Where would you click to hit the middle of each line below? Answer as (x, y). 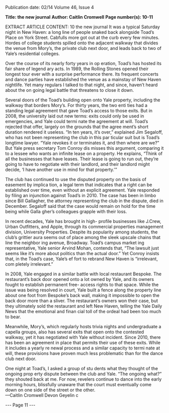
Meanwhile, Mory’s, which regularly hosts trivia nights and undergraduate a (83, 327)
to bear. (13, 317)
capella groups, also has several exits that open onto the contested (75, 332)
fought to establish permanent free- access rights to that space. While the (82, 285)
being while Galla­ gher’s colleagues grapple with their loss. (66, 212)
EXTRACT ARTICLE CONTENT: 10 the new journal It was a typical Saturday (82, 27)
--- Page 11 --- (20, 405)
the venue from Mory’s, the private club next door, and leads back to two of (83, 48)
